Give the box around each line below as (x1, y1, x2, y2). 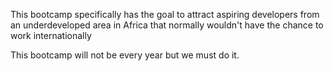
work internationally (10, 30, 92, 41)
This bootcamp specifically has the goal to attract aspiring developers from (10, 9, 320, 20)
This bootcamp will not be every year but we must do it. (10, 49, 240, 61)
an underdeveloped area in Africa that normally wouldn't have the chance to (10, 19, 324, 31)
